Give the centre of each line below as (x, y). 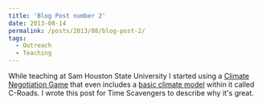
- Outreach (34, 46)
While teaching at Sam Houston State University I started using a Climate (129, 76)
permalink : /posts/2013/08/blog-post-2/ (77, 31)
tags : (17, 38)
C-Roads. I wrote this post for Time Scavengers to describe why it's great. (131, 93)
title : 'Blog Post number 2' (57, 16)
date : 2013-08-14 (37, 23)
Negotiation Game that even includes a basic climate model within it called (131, 84)
